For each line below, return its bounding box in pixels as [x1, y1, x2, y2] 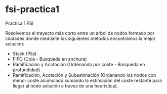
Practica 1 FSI [5, 20, 34, 26]
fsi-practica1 [5, 4, 60, 15]
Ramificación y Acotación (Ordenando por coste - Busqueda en [12, 61, 145, 67]
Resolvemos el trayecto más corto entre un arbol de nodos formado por [5, 30, 155, 36]
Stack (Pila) [12, 51, 37, 57]
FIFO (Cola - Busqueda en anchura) [12, 56, 87, 62]
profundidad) [12, 67, 40, 73]
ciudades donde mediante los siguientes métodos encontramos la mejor [5, 35, 156, 41]
